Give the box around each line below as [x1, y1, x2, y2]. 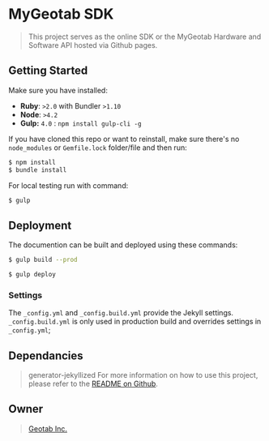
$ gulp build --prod [8, 256, 79, 264]
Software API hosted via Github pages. [28, 40, 158, 49]
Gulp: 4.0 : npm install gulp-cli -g [19, 118, 142, 128]
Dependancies [8, 349, 83, 362]
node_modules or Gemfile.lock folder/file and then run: [8, 143, 188, 152]
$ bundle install [8, 165, 67, 174]
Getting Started [8, 64, 88, 78]
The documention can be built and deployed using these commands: [8, 240, 238, 250]
